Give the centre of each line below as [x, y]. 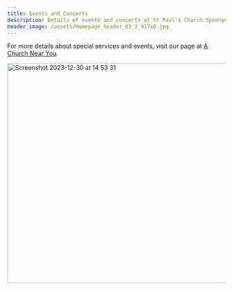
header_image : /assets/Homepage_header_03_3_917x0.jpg [88, 26]
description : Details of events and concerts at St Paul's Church [105, 20]
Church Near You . [33, 53]
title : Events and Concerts [48, 13]
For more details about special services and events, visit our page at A [107, 46]
